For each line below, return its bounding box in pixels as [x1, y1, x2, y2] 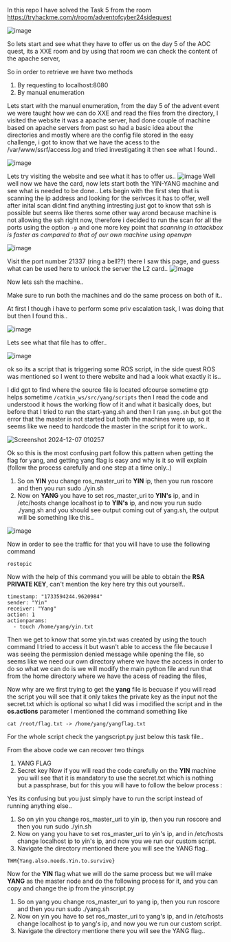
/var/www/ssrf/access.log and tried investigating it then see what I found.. [7, 146, 218, 153]
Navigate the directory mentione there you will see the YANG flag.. [16, 927, 206, 934]
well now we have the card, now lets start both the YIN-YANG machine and [7, 179, 219, 188]
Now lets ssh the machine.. [7, 278, 84, 286]
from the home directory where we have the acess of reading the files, [7, 672, 207, 680]
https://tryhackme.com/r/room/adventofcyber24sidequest [7, 13, 172, 21]
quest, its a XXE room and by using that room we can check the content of [7, 47, 218, 55]
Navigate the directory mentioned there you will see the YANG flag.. [16, 844, 210, 852]
